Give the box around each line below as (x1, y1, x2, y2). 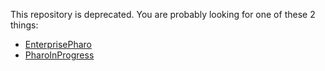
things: (10, 19, 39, 31)
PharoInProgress (24, 49, 95, 61)
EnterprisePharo (24, 39, 93, 50)
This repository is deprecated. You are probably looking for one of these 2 (10, 9, 316, 20)
